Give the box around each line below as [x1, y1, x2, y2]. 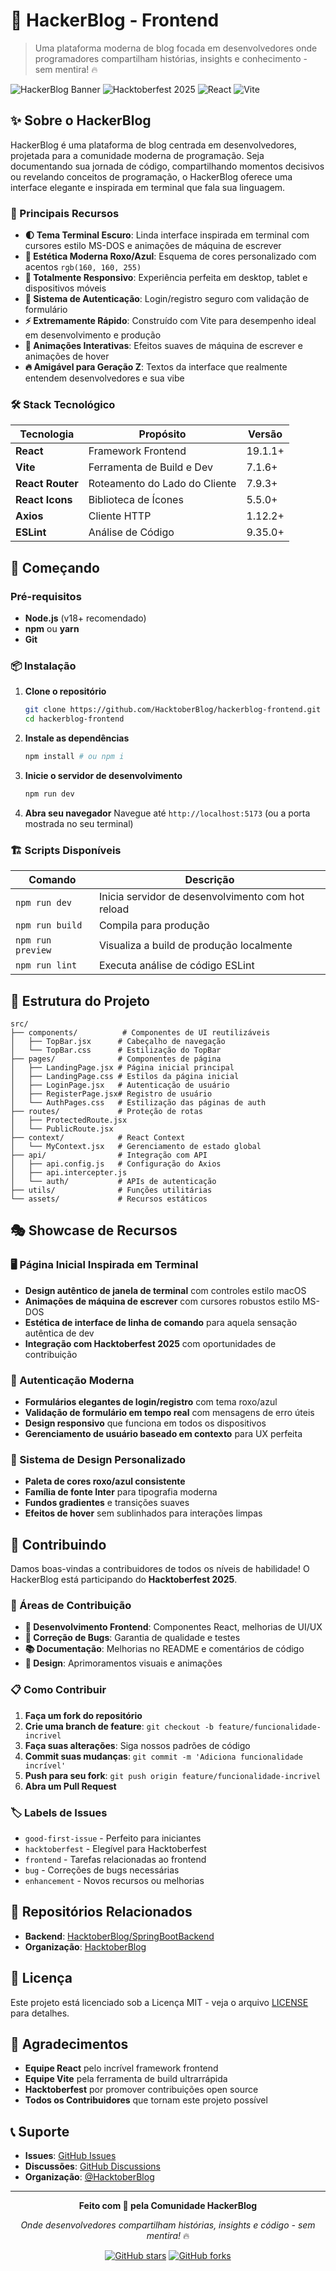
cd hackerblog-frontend [24, 714, 125, 724]
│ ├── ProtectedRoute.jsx [10, 1115, 128, 1125]
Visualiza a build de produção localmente [98, 939, 293, 953]
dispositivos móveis [24, 282, 107, 294]
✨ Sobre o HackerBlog [10, 112, 152, 129]
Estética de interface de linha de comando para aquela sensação [24, 1316, 298, 1328]
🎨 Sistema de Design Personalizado [10, 1452, 187, 1466]
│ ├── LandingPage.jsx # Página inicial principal [10, 1062, 235, 1073]
